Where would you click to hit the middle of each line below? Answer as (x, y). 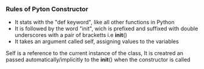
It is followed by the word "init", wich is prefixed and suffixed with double (106, 28)
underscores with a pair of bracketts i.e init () (71, 35)
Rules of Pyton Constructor (47, 9)
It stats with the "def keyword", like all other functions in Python (94, 22)
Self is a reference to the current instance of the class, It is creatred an (95, 53)
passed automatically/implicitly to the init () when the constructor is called (98, 60)
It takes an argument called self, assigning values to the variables (97, 42)
